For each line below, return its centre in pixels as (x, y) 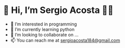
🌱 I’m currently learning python (42, 29)
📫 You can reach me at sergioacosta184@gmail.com (65, 40)
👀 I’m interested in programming (44, 24)
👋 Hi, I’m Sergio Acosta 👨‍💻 (58, 10)
